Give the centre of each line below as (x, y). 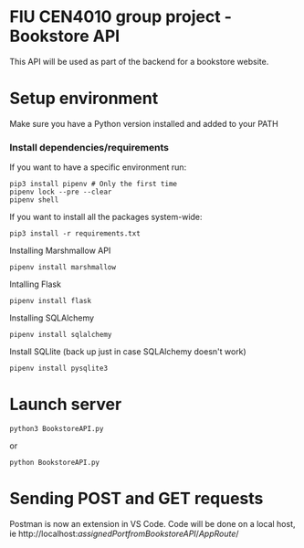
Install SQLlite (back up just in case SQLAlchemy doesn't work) (128, 352)
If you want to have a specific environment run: (98, 167)
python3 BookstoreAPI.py (57, 429)
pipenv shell (34, 200)
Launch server (66, 405)
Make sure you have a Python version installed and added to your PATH (144, 123)
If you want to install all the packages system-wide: (106, 217)
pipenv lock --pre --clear (61, 192)
